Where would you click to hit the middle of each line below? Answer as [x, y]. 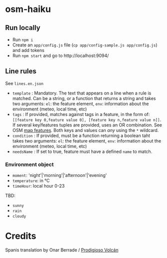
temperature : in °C [31, 180]
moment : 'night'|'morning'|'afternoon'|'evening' [60, 175]
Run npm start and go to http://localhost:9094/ [61, 55]
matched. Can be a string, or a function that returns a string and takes [84, 98]
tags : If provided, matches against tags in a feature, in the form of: [81, 114]
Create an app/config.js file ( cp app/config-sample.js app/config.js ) [85, 45]
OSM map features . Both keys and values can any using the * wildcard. [85, 130]
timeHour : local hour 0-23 [38, 186]
